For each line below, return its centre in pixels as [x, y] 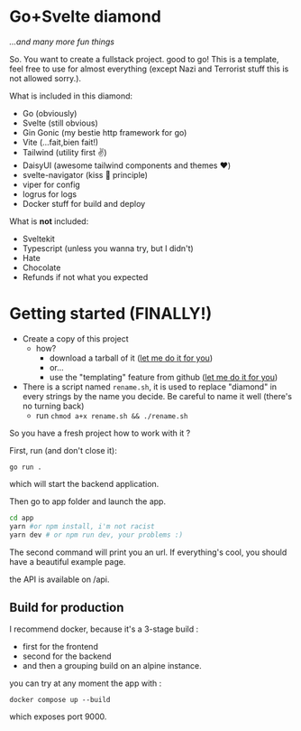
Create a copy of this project [75, 338]
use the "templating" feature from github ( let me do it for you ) [164, 377]
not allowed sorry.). [46, 78]
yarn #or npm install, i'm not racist [82, 526]
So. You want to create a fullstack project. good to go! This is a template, [144, 59]
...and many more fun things [62, 42]
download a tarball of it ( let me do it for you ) [131, 358]
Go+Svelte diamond [86, 17]
